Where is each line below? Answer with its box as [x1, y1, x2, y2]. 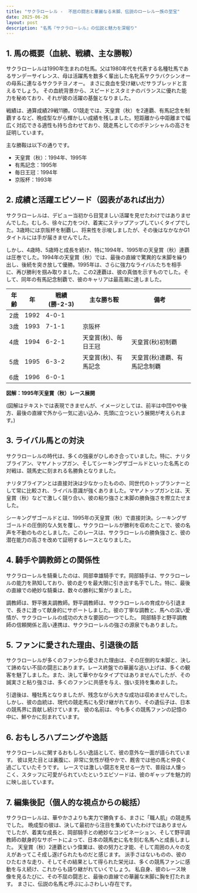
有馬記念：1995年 [14, 161, 57, 168]
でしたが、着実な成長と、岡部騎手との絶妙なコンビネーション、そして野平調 [6, 828, 191, 836]
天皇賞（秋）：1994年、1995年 [14, 154, 87, 161]
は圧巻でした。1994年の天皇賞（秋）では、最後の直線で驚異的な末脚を [6, 254, 178, 261]
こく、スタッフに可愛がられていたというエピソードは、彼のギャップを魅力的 [6, 771, 191, 778]
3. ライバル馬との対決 [6, 436, 84, 446]
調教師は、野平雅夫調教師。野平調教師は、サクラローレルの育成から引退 [6, 599, 181, 606]
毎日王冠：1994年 [14, 169, 57, 176]
